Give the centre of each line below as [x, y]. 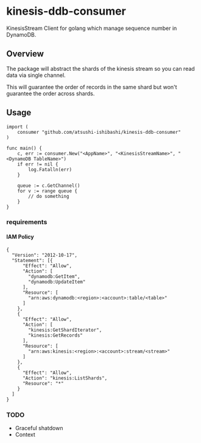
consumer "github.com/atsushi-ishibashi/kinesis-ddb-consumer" [99, 132]
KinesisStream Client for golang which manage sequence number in [92, 28]
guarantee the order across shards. [51, 93]
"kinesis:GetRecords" [56, 335]
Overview [25, 54]
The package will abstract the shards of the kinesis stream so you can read [100, 68]
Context [25, 434]
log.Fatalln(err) [50, 169]
